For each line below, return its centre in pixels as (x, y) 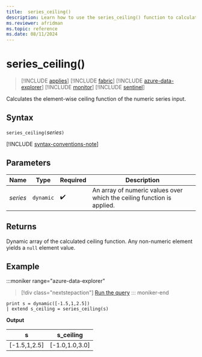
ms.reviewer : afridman (35, 23)
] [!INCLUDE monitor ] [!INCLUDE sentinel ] (93, 87)
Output (15, 320)
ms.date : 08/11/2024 (32, 34)
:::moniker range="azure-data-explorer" (56, 281)
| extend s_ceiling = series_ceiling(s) (58, 309)
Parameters (29, 163)
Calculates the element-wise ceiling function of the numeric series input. (96, 99)
